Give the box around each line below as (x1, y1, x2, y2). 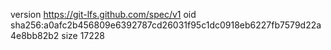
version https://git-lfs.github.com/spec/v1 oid (10, 9, 197, 20)
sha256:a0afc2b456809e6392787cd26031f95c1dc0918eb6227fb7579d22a (10, 19, 322, 31)
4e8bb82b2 (10, 30, 60, 41)
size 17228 (61, 30, 106, 41)
